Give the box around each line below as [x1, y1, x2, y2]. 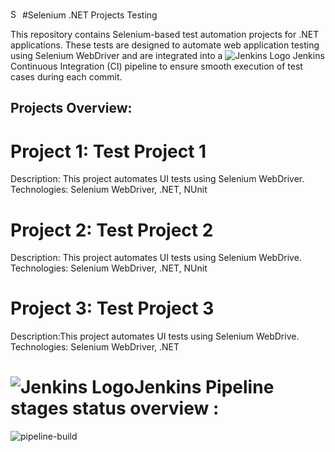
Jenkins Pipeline [133, 376, 275, 399]
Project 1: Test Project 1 [10, 140, 207, 163]
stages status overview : [10, 397, 220, 420]
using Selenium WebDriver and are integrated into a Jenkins [10, 50, 325, 61]
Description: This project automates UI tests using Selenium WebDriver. [10, 173, 305, 185]
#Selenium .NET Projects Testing [21, 9, 158, 21]
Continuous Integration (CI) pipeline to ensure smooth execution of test [10, 60, 303, 72]
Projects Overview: [10, 100, 133, 117]
